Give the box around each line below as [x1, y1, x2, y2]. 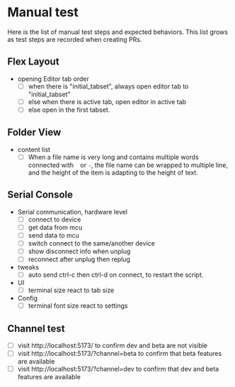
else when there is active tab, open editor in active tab [28, 97, 186, 106]
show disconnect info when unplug [28, 247, 131, 255]
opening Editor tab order [17, 74, 90, 83]
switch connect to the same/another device [28, 238, 156, 248]
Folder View [7, 127, 62, 139]
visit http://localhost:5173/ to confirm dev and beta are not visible [17, 341, 207, 350]
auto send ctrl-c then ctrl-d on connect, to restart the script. [28, 270, 204, 279]
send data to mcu [28, 231, 80, 239]
